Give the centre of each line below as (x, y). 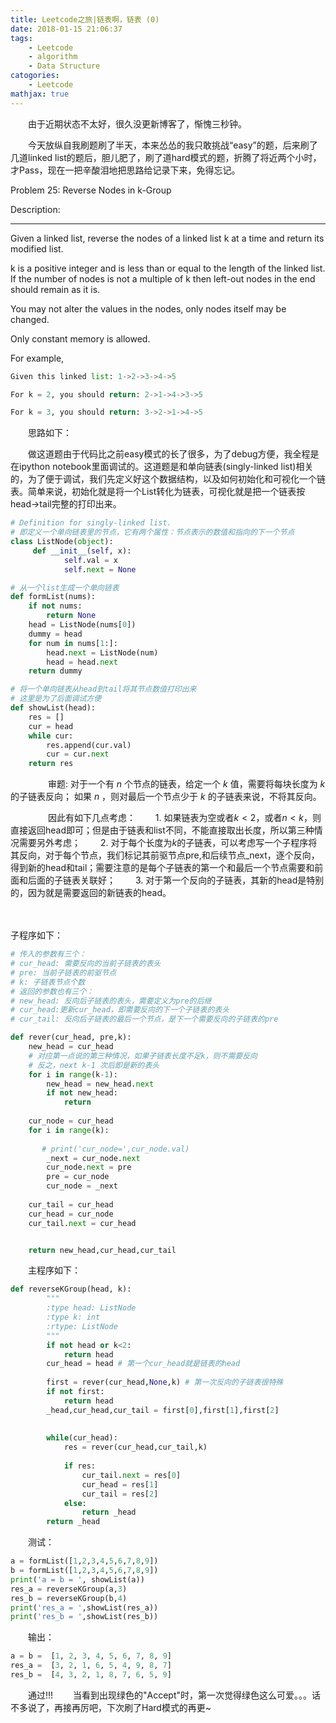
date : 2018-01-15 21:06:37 (66, 29)
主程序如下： (54, 1270)
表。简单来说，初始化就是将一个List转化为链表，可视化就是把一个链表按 (158, 492)
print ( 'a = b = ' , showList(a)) (77, 1579)
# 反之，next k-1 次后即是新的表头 (94, 1065)
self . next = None (100, 569)
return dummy (55, 671)
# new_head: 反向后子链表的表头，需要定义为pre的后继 (111, 1001)
